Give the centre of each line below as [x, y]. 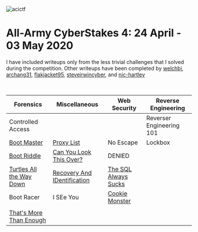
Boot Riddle [25, 156]
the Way [21, 176]
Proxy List [67, 142]
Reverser [159, 118]
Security [124, 108]
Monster [119, 201]
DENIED [118, 156]
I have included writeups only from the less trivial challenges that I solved [95, 62]
